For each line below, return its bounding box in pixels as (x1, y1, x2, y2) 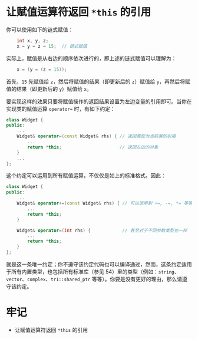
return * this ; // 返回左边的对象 (27, 144, 159, 150)
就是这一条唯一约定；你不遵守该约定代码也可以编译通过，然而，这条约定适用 (6, 261, 192, 268)
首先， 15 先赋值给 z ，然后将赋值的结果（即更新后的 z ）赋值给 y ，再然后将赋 (6, 78, 190, 85)
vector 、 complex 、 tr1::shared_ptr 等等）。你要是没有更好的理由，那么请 (6, 275, 183, 282)
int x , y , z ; (16, 38, 49, 44)
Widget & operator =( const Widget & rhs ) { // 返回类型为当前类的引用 (16, 133, 176, 139)
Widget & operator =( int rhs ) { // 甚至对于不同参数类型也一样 (16, 228, 187, 233)
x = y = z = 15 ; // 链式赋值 (16, 43, 87, 49)
